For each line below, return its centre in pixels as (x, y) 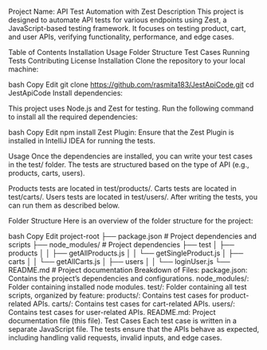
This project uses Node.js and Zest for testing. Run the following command (131, 108)
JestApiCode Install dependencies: (66, 93)
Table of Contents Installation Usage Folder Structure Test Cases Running (129, 52)
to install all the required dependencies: (73, 117)
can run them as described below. (64, 205)
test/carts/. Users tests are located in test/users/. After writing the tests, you (133, 197)
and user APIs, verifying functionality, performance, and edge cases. (121, 37)
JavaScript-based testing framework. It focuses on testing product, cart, (127, 28)
